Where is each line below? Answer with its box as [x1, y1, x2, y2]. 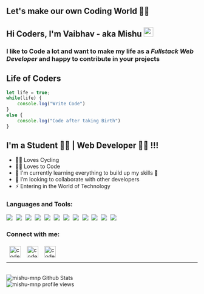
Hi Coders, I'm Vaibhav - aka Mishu [6, 29, 142, 39]
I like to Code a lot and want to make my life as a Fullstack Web [6, 47, 194, 55]
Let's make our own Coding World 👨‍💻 [6, 6, 150, 16]
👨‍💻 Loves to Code [15, 163, 61, 170]
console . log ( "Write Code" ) [17, 101, 86, 107]
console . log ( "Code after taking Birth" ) [17, 117, 121, 124]
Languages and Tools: [6, 200, 73, 209]
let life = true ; [6, 89, 50, 96]
